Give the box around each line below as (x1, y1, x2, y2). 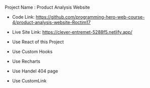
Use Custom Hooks (12, 49, 53, 54)
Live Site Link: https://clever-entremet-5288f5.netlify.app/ (12, 29, 132, 35)
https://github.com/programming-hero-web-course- (35, 14, 145, 20)
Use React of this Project (12, 39, 64, 45)
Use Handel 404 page (12, 68, 59, 74)
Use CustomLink (12, 78, 46, 83)
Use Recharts (12, 58, 41, 64)
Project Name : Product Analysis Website (5, 5, 90, 10)
